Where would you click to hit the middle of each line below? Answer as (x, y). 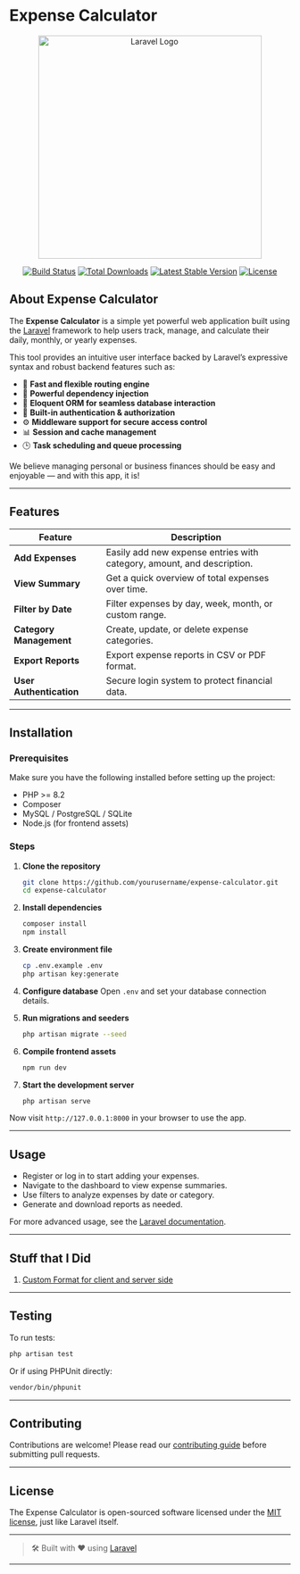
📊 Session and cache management (89, 432)
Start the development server (78, 1085)
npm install (44, 933)
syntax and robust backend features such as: (92, 366)
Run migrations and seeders (75, 1018)
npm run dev (44, 1068)
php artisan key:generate (70, 974)
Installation (41, 733)
